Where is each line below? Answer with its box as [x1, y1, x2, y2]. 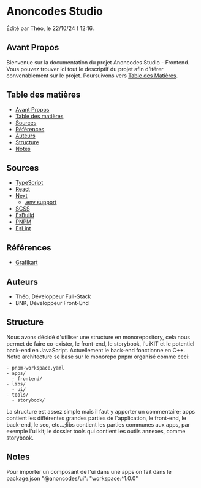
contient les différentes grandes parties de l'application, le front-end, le [6, 414, 187, 422]
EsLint [15, 225, 31, 232]
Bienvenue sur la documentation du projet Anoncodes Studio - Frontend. [6, 58, 190, 66]
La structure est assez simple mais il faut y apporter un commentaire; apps [6, 408, 195, 415]
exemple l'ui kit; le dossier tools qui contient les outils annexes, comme [6, 427, 186, 435]
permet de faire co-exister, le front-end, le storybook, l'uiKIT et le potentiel [6, 339, 195, 347]
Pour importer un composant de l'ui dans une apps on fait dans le [6, 468, 172, 475]
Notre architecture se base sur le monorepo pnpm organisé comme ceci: [6, 353, 190, 360]
